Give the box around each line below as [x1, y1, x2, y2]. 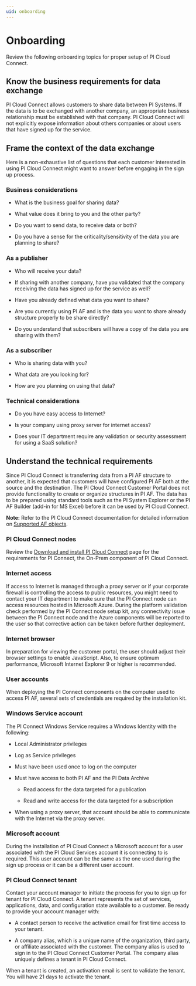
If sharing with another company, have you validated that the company [14, 279, 185, 286]
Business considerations [6, 186, 78, 194]
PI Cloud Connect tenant [6, 876, 77, 884]
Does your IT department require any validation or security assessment [14, 433, 187, 440]
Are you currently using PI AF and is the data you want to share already [14, 307, 187, 314]
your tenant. [14, 926, 44, 933]
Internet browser [6, 635, 55, 643]
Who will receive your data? [14, 267, 82, 275]
